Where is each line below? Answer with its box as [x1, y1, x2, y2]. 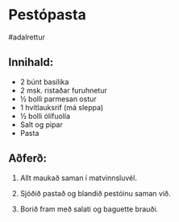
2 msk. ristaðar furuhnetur [19, 85, 107, 95]
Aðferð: [8, 151, 47, 166]
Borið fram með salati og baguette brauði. [19, 203, 159, 214]
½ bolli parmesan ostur [19, 94, 97, 104]
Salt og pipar [19, 119, 63, 129]
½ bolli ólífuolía [19, 111, 71, 121]
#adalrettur [8, 32, 46, 42]
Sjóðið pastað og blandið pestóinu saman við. [19, 188, 171, 198]
